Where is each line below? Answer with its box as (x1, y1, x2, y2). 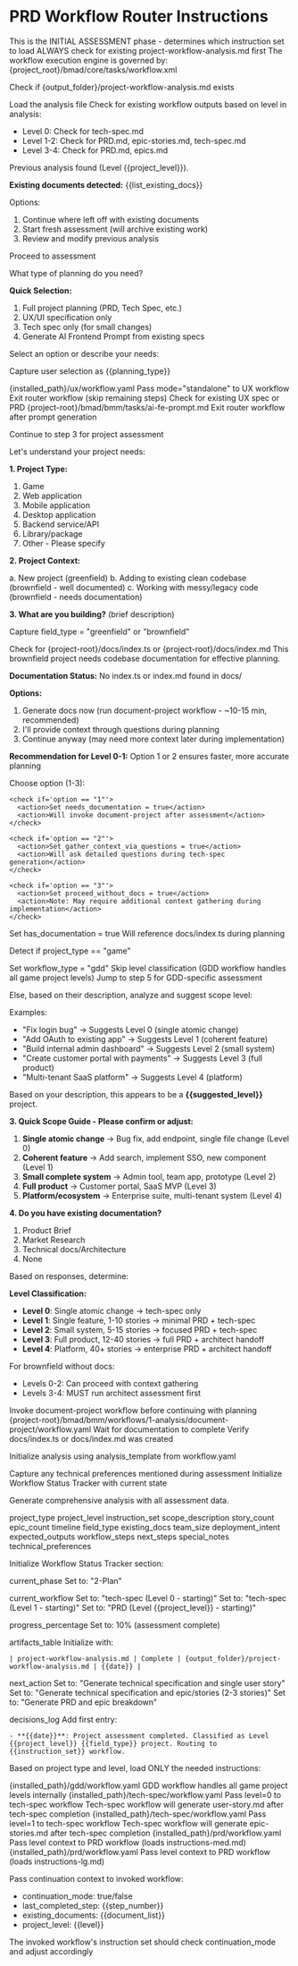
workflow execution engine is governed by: (9, 55, 168, 65)
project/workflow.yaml (9, 1424, 92, 1435)
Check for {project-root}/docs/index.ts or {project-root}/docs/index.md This (9, 643, 289, 654)
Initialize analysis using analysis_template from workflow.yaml (9, 1451, 236, 1462)
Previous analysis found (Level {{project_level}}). (9, 162, 189, 173)
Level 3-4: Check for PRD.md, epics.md (21, 145, 169, 156)
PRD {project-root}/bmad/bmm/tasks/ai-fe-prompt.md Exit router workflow (9, 402, 286, 412)
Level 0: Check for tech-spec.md (21, 125, 145, 136)
